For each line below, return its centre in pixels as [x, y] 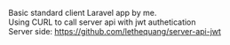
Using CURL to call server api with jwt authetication [102, 22]
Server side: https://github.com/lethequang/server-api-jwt [115, 31]
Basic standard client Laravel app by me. [83, 13]
